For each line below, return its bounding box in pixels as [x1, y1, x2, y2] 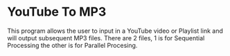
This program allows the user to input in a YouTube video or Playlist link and [7, 27, 223, 35]
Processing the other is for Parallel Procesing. [7, 41, 138, 49]
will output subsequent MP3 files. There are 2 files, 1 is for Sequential [7, 33, 205, 42]
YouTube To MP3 [7, 4, 107, 20]
